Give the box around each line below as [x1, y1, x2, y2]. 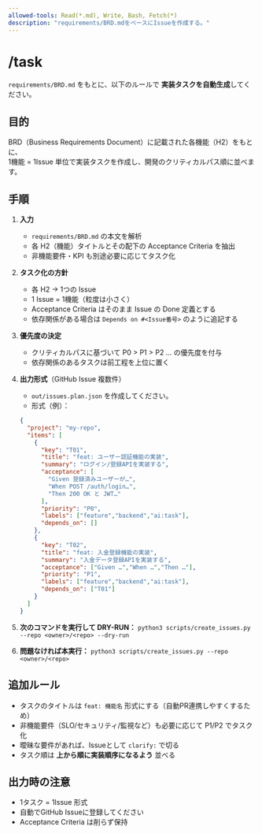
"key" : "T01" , [40, 446, 87, 454]
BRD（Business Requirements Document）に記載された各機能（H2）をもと [8, 137, 253, 147]
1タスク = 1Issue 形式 [19, 798, 88, 807]
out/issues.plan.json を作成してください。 [31, 391, 173, 400]
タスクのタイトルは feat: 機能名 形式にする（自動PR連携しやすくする [19, 701, 244, 710]
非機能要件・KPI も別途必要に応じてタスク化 [31, 251, 175, 261]
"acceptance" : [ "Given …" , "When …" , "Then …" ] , [40, 563, 197, 572]
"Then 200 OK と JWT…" [48, 490, 121, 497]
